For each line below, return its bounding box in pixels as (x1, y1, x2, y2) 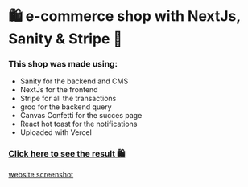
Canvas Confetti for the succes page (19, 111, 143, 120)
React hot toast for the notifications (19, 119, 138, 129)
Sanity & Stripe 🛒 (8, 30, 123, 48)
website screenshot (8, 169, 74, 179)
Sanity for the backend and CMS (19, 76, 129, 86)
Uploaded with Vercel (19, 128, 93, 137)
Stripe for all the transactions (19, 94, 117, 104)
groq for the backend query (19, 102, 112, 112)
